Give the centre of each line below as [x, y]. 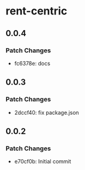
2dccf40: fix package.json [46, 112]
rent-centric [37, 11]
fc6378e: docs [32, 63]
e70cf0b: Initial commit [42, 162]
